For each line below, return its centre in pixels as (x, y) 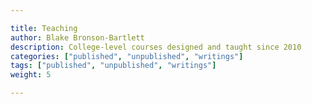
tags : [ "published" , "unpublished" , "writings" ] (113, 66)
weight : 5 (31, 75)
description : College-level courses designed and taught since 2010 (156, 47)
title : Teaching (44, 28)
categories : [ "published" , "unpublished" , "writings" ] (127, 56)
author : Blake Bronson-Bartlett (77, 37)
